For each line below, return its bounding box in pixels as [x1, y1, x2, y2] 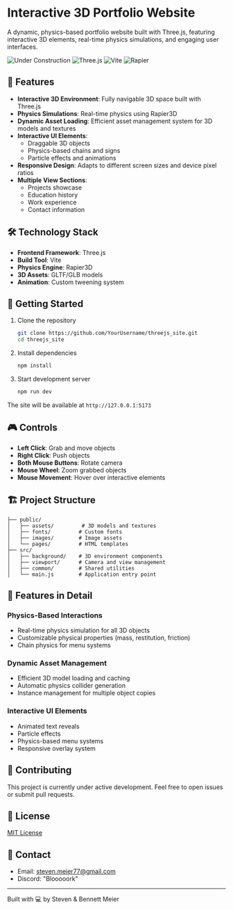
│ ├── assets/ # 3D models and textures [7, 522, 157, 529]
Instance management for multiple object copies [17, 689, 156, 697]
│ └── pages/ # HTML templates [7, 540, 129, 547]
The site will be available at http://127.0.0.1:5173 [7, 401, 151, 409]
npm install [17, 363, 52, 370]
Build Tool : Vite [17, 256, 62, 264]
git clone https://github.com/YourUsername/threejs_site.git [17, 330, 198, 337]
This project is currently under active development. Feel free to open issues [7, 783, 223, 791]
